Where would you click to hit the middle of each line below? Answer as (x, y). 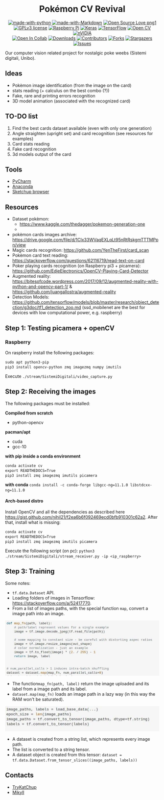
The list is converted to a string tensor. (51, 749)
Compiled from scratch (29, 413)
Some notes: (18, 583)
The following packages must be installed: (48, 403)
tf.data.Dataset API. (33, 593)
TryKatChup (24, 787)
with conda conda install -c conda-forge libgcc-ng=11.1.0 (67, 485)
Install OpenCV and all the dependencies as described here (65, 512)
